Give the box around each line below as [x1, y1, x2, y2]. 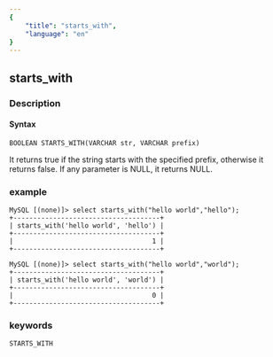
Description [9, 97, 61, 109]
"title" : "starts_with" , [25, 21, 117, 30]
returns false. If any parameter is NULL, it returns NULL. [9, 163, 213, 174]
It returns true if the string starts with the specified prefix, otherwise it [9, 154, 264, 165]
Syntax [9, 119, 36, 129]
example [9, 185, 47, 198]
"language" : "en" [25, 29, 90, 38]
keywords [9, 319, 53, 331]
